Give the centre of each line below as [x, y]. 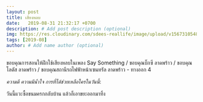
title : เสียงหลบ [24, 18]
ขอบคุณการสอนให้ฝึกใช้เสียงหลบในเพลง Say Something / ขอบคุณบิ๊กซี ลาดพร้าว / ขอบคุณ [99, 62]
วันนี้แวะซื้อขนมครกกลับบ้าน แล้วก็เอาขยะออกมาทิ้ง [56, 94]
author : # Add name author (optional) [55, 46]
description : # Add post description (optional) [69, 29]
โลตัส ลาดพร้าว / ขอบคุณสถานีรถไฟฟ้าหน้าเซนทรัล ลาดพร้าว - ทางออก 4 [79, 69]
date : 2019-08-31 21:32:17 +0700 [51, 23]
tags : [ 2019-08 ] [27, 40]
